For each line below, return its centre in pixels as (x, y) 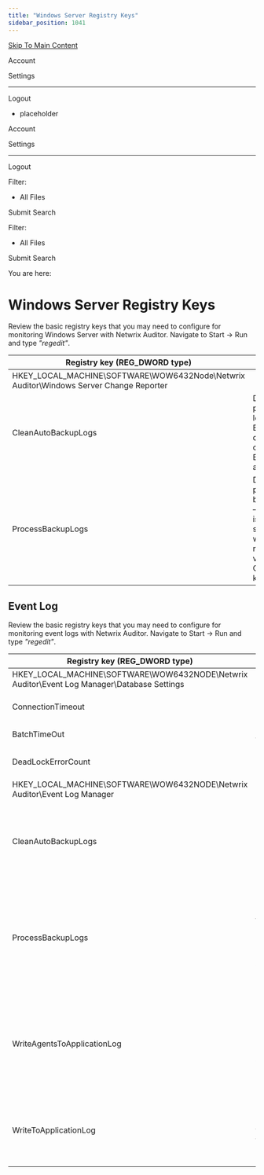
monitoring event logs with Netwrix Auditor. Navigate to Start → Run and (125, 633)
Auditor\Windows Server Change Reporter (90, 386)
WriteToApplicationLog (54, 1130)
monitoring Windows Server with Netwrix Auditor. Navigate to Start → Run (128, 335)
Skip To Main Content (43, 45)
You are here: (30, 273)
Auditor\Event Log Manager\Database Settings (98, 685)
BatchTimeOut (38, 734)
